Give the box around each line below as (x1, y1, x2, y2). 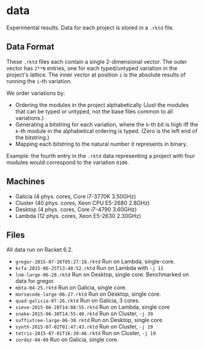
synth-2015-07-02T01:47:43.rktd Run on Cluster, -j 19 (15, 323, 153, 331)
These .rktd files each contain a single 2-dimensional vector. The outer (6, 58, 187, 65)
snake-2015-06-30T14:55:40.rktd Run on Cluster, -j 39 (15, 310, 153, 317)
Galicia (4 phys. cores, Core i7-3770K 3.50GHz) (15, 192, 137, 200)
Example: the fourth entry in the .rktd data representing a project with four (6, 152, 195, 159)
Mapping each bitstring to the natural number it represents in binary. (15, 140, 188, 148)
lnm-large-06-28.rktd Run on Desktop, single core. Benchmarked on (15, 271, 189, 279)
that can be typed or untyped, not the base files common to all (15, 108, 173, 115)
